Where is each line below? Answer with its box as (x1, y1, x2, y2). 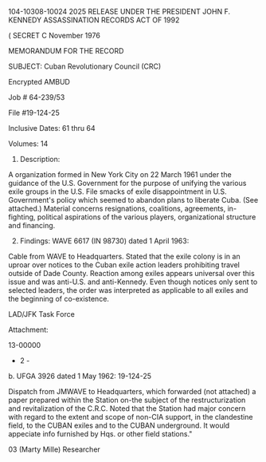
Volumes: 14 (8, 139, 49, 148)
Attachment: (8, 325, 49, 334)
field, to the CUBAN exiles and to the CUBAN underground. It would (8, 421, 230, 430)
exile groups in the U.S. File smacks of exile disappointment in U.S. (8, 187, 227, 196)
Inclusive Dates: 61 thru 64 (8, 124, 96, 132)
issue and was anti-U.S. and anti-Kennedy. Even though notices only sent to (8, 277, 258, 286)
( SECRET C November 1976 (8, 31, 101, 40)
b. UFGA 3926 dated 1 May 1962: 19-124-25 (8, 371, 151, 381)
